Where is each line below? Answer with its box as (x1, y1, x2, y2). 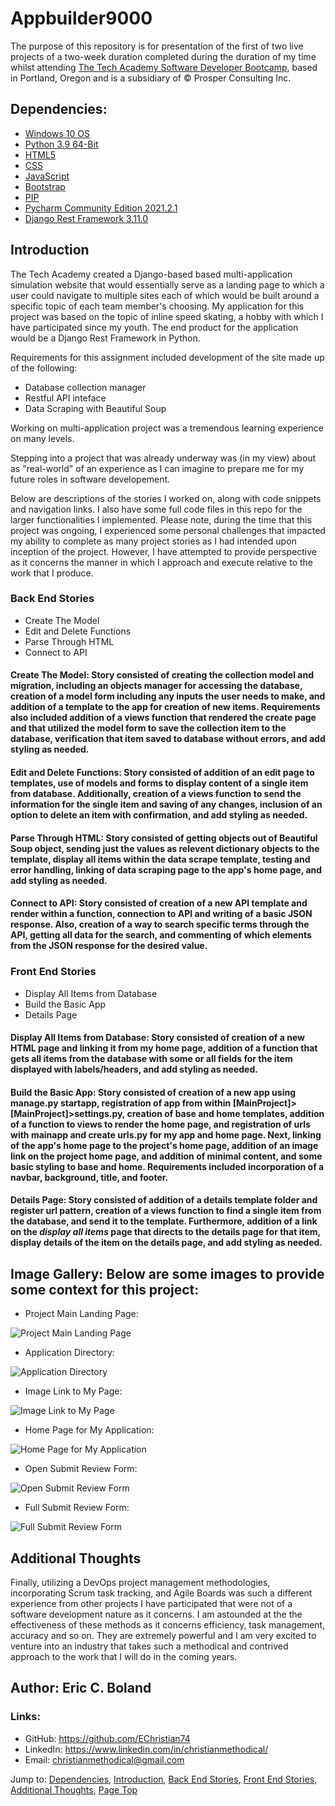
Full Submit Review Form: (24, 1502, 130, 1514)
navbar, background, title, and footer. (10, 1171, 169, 1183)
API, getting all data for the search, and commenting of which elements (10, 929, 312, 941)
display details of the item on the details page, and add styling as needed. (10, 1237, 323, 1249)
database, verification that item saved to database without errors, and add (10, 733, 326, 745)
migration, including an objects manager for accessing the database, (10, 680, 303, 692)
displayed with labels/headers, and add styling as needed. (10, 1063, 258, 1076)
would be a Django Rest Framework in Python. (10, 332, 201, 344)
